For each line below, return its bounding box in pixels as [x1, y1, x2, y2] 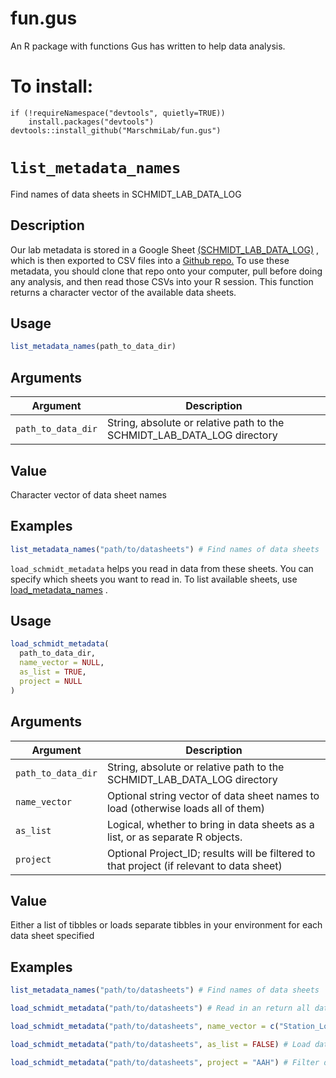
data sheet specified [10, 930, 95, 942]
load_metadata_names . [10, 583, 108, 596]
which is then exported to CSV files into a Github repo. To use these [10, 254, 290, 266]
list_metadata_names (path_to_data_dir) [10, 342, 177, 352]
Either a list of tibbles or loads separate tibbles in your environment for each [10, 919, 323, 931]
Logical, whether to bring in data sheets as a [106, 817, 315, 831]
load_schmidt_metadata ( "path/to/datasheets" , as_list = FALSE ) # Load [10, 1039, 311, 1049]
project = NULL [19, 676, 83, 686]
